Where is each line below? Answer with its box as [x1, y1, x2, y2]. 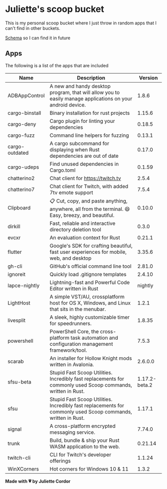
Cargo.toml [49, 167, 76, 174]
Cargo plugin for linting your [49, 117, 115, 124]
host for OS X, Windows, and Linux [49, 299, 131, 306]
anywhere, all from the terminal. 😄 [49, 205, 130, 212]
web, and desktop [49, 255, 92, 262]
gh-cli [7, 263, 22, 270]
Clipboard [7, 204, 31, 211]
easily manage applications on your [49, 95, 133, 102]
